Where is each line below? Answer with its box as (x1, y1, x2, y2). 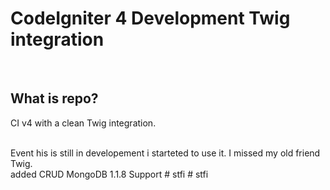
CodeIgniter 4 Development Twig (10, 7, 291, 30)
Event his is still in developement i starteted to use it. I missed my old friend (10, 147, 321, 159)
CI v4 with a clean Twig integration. (10, 117, 157, 129)
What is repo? (10, 90, 99, 107)
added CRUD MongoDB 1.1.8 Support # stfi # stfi (10, 168, 209, 180)
